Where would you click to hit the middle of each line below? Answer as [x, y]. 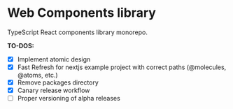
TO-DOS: [21, 45]
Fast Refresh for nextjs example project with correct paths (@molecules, [122, 67]
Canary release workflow [54, 90]
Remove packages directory [58, 82]
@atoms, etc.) [37, 75]
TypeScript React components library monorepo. [78, 32]
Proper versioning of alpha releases [69, 99]
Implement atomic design [54, 59]
